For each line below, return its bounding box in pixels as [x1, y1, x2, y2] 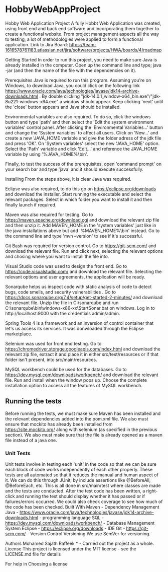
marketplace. [5, 331, 33, 337]
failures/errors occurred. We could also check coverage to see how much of [5, 498, 163, 505]
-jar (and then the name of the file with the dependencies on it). [5, 67, 136, 74]
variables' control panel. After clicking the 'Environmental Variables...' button [5, 124, 163, 130]
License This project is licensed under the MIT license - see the [5, 546, 136, 552]
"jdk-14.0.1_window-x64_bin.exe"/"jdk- [81, 93, 161, 99]
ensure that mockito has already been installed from [5, 421, 113, 427]
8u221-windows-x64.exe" [5, 98, 59, 104]
